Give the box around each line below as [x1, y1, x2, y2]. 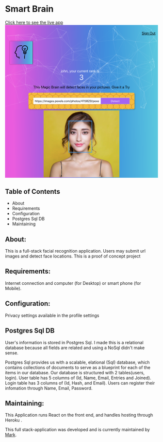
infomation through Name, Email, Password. [5, 385, 93, 391]
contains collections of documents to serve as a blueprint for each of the [5, 364, 151, 370]
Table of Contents [5, 187, 61, 196]
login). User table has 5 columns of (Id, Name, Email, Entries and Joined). [5, 375, 151, 381]
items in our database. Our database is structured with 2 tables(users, [5, 369, 145, 375]
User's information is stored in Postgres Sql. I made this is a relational [5, 339, 144, 345]
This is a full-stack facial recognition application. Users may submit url [5, 248, 146, 254]
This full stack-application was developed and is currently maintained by [5, 427, 150, 433]
